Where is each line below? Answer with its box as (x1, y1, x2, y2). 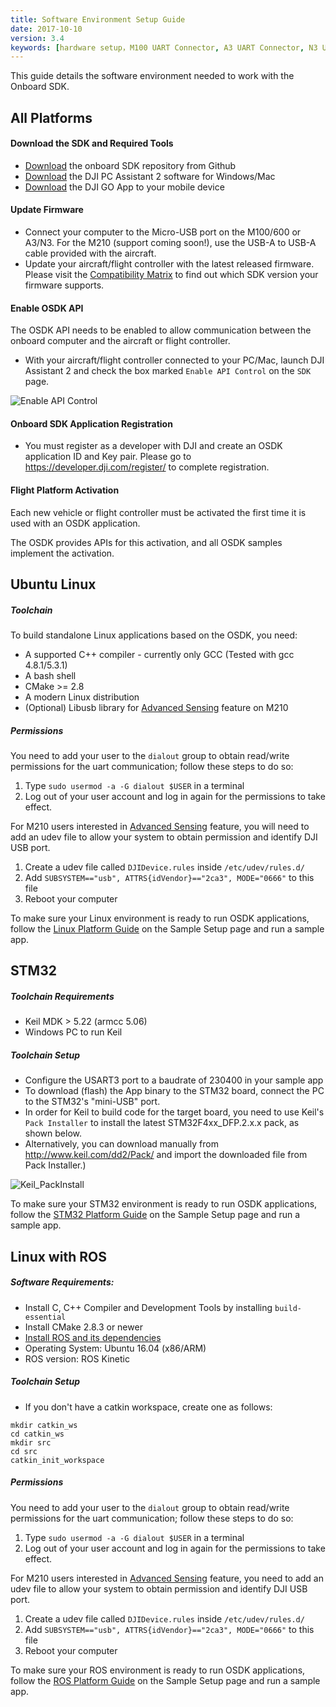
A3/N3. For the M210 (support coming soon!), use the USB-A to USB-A (24, 237, 317, 249)
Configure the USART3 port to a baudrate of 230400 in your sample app (24, 1074, 324, 1086)
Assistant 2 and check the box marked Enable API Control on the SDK (24, 365, 312, 377)
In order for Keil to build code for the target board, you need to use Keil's (24, 1106, 325, 1118)
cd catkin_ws (10, 1429, 65, 1439)
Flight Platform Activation (10, 484, 120, 496)
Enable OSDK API (10, 302, 84, 314)
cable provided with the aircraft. (24, 247, 157, 260)
